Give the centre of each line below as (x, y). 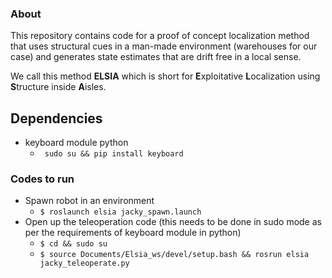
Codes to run (42, 179)
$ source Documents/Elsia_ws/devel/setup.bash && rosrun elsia (174, 255)
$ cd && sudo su (73, 244)
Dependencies (56, 118)
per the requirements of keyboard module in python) (133, 233)
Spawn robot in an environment (89, 201)
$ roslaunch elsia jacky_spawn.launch (120, 212)
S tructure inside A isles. (58, 87)
